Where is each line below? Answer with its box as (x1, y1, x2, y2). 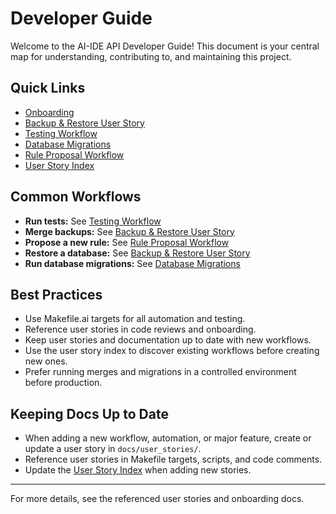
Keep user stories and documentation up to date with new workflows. (24, 334, 312, 346)
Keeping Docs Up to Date (10, 405, 169, 422)
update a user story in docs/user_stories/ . (24, 443, 202, 455)
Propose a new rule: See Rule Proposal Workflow (24, 236, 230, 248)
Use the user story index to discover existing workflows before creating (24, 345, 320, 357)
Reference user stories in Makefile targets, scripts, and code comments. (24, 453, 323, 466)
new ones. (24, 355, 68, 367)
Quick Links (10, 80, 86, 97)
